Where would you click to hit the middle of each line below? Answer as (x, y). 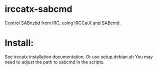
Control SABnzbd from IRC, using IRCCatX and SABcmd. (63, 23)
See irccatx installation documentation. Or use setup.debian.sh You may (79, 57)
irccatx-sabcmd (39, 9)
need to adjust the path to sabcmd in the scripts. (54, 62)
